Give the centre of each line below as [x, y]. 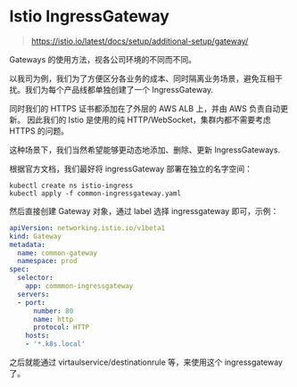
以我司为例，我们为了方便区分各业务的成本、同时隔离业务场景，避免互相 [142, 78]
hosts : [37, 336]
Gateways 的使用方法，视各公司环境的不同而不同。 [103, 59]
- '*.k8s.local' [56, 344]
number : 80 [53, 311]
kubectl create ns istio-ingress [71, 185]
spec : [19, 269]
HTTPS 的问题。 [39, 130]
